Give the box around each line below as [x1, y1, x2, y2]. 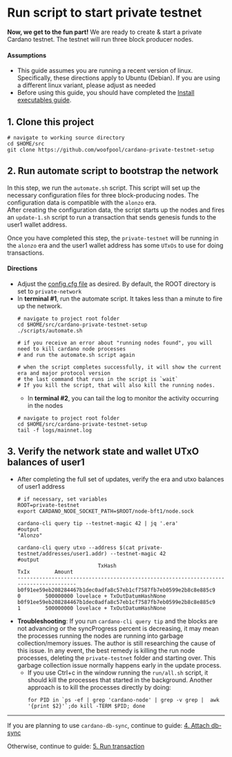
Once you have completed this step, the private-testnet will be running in [7, 233, 219, 242]
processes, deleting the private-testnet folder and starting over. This [17, 653, 216, 662]
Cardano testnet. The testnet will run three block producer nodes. [7, 35, 194, 43]
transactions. [7, 248, 45, 257]
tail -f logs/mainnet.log [17, 427, 92, 434]
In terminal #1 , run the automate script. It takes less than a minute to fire [17, 294, 223, 303]
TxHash [97, 562, 117, 569]
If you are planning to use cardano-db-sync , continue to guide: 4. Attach [7, 721, 210, 729]
